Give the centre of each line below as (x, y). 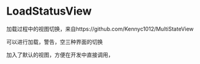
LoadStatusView (49, 11)
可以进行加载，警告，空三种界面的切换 (54, 41)
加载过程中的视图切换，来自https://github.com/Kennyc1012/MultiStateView (100, 29)
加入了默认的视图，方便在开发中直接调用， (60, 55)
